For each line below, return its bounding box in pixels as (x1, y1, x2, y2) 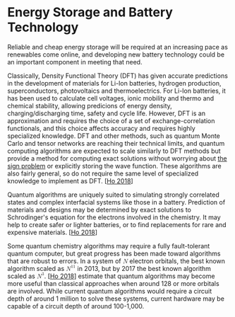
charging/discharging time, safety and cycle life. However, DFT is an (7, 109, 206, 117)
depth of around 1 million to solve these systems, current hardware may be (7, 294, 224, 303)
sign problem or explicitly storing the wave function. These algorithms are (7, 161, 222, 170)
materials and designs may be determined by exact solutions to (7, 205, 192, 214)
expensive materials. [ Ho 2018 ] (7, 228, 97, 236)
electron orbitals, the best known (129, 256, 226, 265)
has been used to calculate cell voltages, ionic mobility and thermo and (7, 93, 215, 103)
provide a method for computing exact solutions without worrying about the (7, 154, 227, 163)
